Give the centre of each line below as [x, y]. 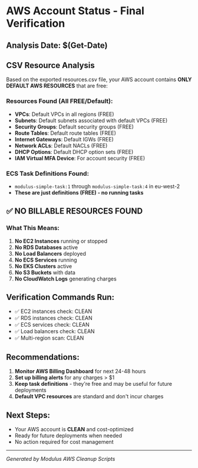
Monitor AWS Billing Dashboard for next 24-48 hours [80, 372]
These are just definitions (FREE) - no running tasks [79, 192]
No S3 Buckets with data [45, 272]
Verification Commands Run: [60, 297]
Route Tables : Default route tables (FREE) [65, 133]
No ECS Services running [46, 260]
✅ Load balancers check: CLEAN [55, 331]
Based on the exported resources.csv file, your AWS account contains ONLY [99, 80]
